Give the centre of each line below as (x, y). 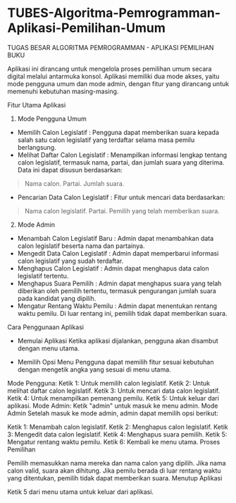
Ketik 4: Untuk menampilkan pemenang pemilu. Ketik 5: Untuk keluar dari (113, 398)
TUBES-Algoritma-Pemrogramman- (114, 13)
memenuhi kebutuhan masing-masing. (63, 91)
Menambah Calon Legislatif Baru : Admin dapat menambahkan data (116, 238)
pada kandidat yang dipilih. (57, 298)
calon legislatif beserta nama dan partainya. (81, 246)
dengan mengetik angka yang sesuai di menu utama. (94, 369)
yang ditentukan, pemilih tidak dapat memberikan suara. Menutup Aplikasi (115, 478)
